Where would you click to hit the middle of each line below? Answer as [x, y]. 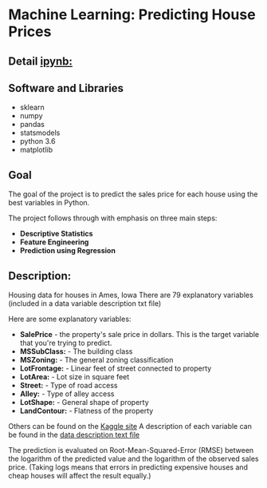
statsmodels [40, 133]
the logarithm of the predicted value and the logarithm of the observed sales [133, 459]
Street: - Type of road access [69, 386]
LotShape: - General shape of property [84, 403]
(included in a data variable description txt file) [85, 304]
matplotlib [36, 150]
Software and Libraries [66, 88]
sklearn [32, 107]
